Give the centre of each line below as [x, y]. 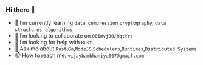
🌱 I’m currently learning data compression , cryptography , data [90, 23]
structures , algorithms [43, 29]
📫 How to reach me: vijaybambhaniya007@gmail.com [79, 56]
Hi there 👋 [21, 10]
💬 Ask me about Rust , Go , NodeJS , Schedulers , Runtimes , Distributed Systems [105, 49]
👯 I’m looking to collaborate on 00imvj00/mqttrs [74, 36]
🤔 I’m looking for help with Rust [53, 43]
